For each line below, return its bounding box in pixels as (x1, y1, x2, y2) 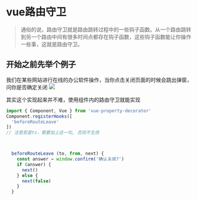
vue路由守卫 (6, 5, 67, 19)
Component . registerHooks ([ (6, 113, 73, 119)
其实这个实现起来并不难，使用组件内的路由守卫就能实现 (6, 96, 140, 103)
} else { (17, 172, 38, 178)
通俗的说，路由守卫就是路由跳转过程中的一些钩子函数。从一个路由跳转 (20, 26, 192, 33)
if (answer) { (17, 161, 51, 168)
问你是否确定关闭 (6, 84, 48, 91)
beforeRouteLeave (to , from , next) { (11, 151, 104, 156)
